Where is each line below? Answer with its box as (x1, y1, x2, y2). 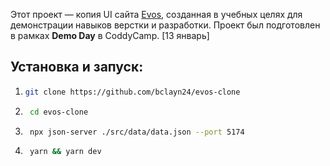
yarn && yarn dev (29, 147, 102, 157)
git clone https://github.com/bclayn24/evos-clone (24, 87, 241, 97)
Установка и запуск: (10, 59, 144, 76)
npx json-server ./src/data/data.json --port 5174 (29, 127, 245, 137)
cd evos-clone (29, 107, 89, 117)
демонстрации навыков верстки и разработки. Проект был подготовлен (10, 19, 321, 31)
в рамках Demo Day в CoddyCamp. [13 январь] (10, 30, 210, 41)
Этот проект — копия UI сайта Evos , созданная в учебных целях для (10, 9, 303, 20)
